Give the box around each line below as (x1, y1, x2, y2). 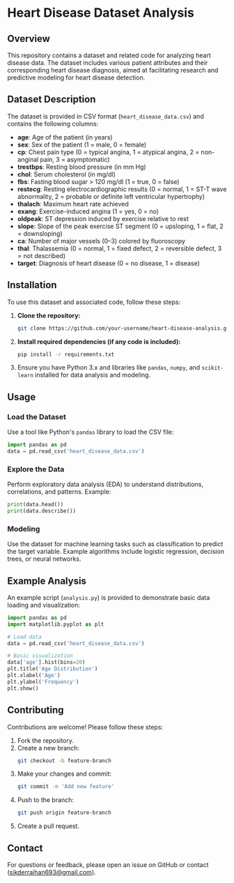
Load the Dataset (7, 412, 66, 421)
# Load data (7, 633, 42, 640)
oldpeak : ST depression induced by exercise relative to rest (17, 214, 189, 222)
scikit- (201, 365, 224, 372)
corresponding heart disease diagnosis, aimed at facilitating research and (7, 66, 219, 74)
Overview (7, 33, 51, 45)
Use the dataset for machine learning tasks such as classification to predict (7, 540, 224, 548)
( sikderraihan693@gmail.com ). (7, 868, 96, 876)
